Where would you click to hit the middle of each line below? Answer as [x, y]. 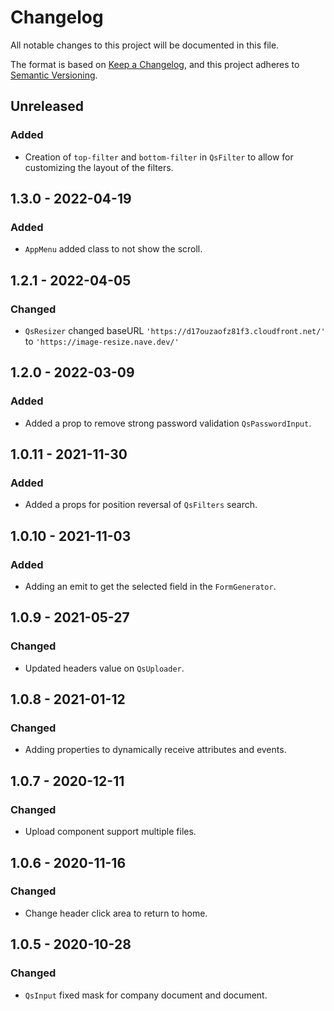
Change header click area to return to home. [116, 913]
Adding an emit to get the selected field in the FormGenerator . [150, 587]
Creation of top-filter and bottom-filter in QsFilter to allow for [159, 157]
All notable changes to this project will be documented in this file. [145, 45]
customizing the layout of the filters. [99, 167]
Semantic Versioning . [54, 75]
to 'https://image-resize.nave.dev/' [102, 341]
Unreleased [47, 106]
